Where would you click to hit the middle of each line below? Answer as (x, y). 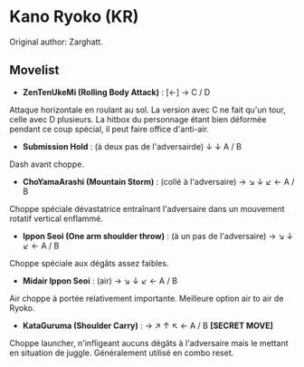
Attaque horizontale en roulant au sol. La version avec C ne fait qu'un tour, (148, 110)
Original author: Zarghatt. (57, 42)
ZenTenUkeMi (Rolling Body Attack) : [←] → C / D (116, 92)
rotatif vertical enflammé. (57, 218)
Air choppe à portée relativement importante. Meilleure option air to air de (147, 298)
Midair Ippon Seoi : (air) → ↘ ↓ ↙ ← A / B (100, 280)
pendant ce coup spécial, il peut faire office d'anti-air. (109, 129)
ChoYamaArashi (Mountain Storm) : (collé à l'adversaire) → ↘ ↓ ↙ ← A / (158, 181)
